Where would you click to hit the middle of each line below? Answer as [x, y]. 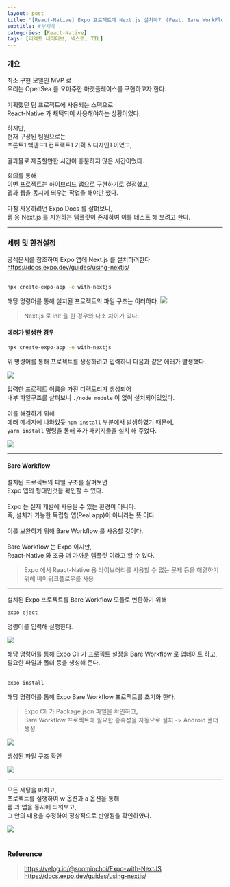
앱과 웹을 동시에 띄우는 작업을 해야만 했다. [63, 193]
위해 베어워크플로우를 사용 [59, 578]
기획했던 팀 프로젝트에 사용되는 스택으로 [60, 105]
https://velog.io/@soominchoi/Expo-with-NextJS [93, 868]
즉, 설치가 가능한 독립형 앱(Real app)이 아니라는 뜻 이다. [81, 515]
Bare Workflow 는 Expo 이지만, [50, 547]
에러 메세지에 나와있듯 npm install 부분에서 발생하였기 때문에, [91, 422]
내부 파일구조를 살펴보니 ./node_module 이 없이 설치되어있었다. [91, 397]
